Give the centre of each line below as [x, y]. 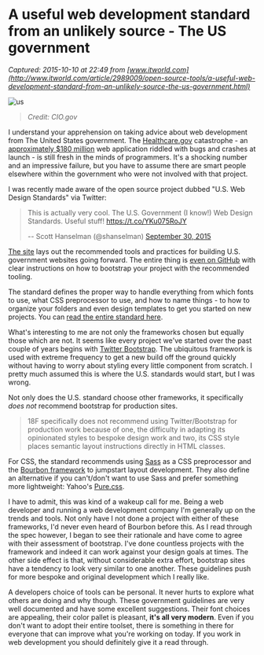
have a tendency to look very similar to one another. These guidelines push [130, 569]
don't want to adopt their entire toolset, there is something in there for [121, 625]
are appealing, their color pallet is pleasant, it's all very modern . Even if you [131, 617]
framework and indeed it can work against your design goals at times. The [128, 551]
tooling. [20, 276]
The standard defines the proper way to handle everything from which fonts [131, 292]
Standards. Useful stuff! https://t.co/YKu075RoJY [107, 221]
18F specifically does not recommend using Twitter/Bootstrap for [132, 421]
